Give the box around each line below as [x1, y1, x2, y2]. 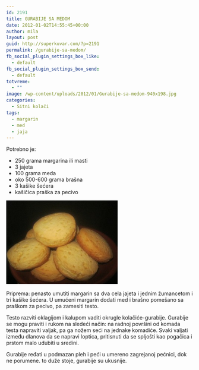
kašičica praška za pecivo [14, 189, 78, 196]
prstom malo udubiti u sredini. [6, 339, 79, 347]
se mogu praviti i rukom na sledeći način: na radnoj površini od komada [6, 321, 181, 328]
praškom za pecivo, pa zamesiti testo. [6, 303, 99, 310]
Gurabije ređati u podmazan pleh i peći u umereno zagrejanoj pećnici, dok [6, 351, 187, 358]
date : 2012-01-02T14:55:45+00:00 [6, 22, 89, 28]
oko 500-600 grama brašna [14, 176, 83, 184]
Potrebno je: [6, 146, 36, 153]
